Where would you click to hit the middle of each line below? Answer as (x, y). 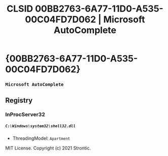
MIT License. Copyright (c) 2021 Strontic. (48, 148)
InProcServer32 (25, 115)
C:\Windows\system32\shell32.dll (40, 126)
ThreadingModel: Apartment (41, 138)
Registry (19, 100)
